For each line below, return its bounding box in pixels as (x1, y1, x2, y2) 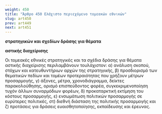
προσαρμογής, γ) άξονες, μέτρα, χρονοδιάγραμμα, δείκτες (5, 78, 125, 84)
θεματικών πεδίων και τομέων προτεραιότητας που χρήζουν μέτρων (5, 73, 144, 79)
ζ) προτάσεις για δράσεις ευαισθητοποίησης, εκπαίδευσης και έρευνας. (5, 104, 150, 110)
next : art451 (5, 25, 32, 30)
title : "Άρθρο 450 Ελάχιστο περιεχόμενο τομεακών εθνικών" (5, 12, 127, 16)
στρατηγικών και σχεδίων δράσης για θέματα (5, 38, 102, 44)
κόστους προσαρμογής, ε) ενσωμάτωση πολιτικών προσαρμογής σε (5, 93, 142, 99)
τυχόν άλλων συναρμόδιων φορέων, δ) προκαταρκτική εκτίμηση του (5, 88, 144, 94)
